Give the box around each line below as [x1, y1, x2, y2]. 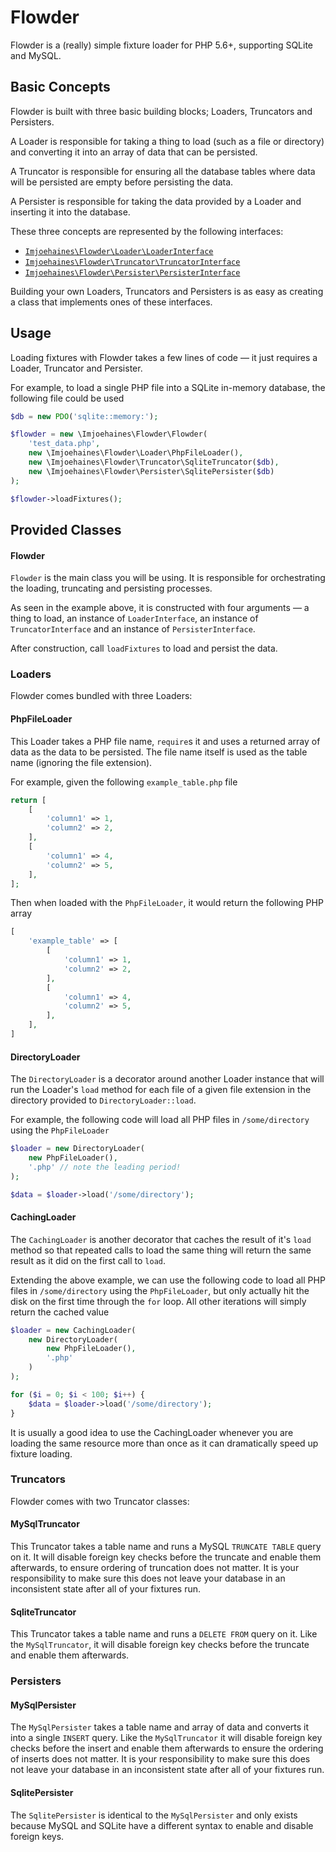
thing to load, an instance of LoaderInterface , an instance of [10, 612, 259, 625]
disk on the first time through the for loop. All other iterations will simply [10, 1295, 307, 1307]
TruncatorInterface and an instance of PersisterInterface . [10, 623, 256, 635]
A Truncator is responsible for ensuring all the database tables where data [10, 165, 316, 177]
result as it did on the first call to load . [10, 1254, 167, 1266]
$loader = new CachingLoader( [10, 1325, 137, 1335]
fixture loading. [10, 1447, 73, 1460]
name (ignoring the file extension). [10, 756, 153, 768]
